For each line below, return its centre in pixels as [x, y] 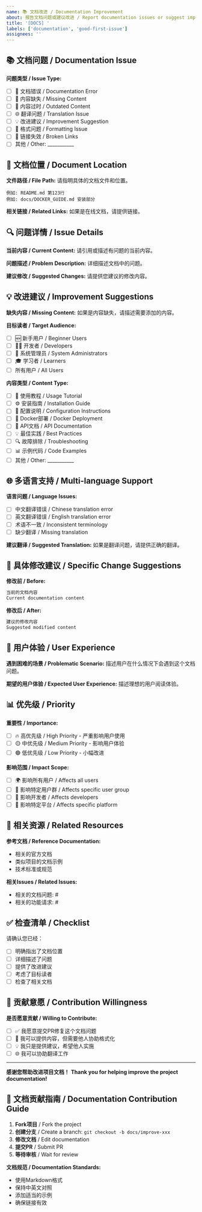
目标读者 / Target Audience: [41, 325]
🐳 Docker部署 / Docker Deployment [59, 419]
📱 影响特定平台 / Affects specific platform [66, 804]
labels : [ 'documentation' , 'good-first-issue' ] [67, 29]
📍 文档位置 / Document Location [67, 165]
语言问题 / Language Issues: [42, 496]
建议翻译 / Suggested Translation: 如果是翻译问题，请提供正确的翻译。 [94, 545]
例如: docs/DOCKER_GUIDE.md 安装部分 [50, 199]
